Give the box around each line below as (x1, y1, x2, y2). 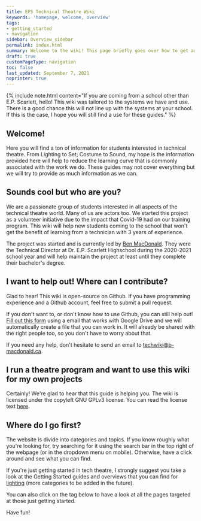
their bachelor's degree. (6, 259, 66, 266)
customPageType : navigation (6, 59, 77, 65)
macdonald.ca (6, 347, 42, 355)
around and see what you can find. (6, 455, 92, 462)
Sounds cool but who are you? (6, 187, 121, 198)
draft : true (6, 53, 36, 59)
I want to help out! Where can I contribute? (6, 277, 169, 287)
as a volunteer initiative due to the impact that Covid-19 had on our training (6, 216, 190, 223)
